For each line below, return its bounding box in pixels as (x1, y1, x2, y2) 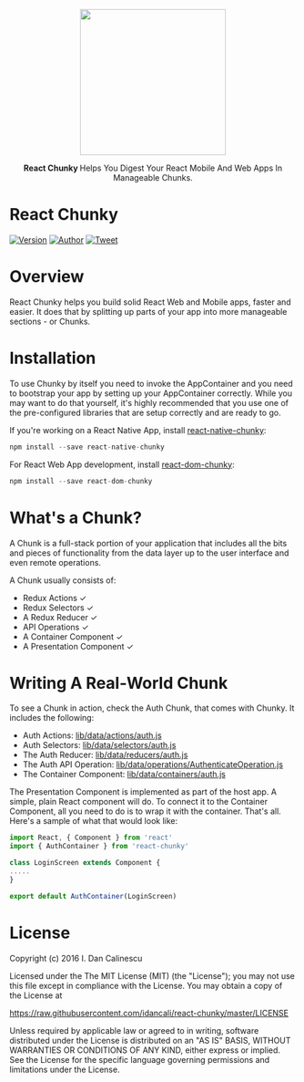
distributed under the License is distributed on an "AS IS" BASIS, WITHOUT (9, 1035, 291, 1046)
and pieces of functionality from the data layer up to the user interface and (9, 547, 289, 558)
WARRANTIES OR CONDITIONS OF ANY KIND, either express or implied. (9, 1045, 280, 1056)
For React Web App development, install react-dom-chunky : (9, 459, 235, 470)
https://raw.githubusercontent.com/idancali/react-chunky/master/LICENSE (9, 1007, 289, 1018)
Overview (9, 266, 85, 287)
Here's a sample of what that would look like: (9, 816, 178, 827)
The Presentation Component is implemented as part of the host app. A (9, 786, 278, 797)
